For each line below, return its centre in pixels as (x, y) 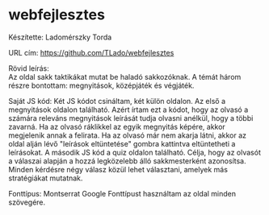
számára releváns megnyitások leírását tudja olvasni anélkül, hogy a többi (131, 118)
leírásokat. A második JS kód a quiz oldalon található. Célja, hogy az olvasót (134, 152)
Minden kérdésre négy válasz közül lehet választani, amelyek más (118, 169)
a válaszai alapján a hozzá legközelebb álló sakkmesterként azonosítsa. (127, 161)
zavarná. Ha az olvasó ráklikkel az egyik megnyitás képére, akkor (117, 126)
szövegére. (27, 202)
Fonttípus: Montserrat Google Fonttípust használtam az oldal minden (122, 193)
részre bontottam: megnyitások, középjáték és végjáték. (101, 85)
